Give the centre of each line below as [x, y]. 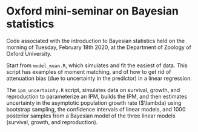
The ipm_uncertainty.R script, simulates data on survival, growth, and [93, 90]
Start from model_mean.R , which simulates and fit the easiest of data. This [97, 65]
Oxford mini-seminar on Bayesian [92, 11]
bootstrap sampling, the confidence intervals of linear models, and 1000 [96, 109]
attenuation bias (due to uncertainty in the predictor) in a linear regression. [99, 78]
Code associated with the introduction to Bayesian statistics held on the [96, 41]
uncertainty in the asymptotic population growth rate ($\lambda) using [94, 103]
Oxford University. [29, 53]
